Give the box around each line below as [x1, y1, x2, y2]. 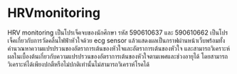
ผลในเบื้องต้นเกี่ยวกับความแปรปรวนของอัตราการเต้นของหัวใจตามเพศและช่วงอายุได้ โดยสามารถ [7, 51, 228, 61]
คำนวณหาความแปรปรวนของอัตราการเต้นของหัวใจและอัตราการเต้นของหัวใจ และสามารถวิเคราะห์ [7, 44, 230, 52]
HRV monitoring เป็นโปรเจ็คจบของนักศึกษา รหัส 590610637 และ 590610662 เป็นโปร [7, 28, 228, 37]
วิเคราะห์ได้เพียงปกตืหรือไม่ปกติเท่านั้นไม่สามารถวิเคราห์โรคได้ [7, 60, 149, 68]
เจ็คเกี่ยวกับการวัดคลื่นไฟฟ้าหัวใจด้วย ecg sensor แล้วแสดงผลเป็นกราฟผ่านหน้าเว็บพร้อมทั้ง [7, 36, 226, 44]
